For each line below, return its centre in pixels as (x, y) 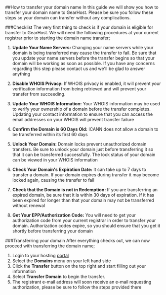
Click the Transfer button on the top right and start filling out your (79, 266)
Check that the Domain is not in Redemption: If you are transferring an (85, 190)
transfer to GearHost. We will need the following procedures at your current (82, 33)
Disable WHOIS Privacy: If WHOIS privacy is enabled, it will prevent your (86, 83)
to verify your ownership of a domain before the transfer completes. (81, 109)
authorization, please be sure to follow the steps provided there (77, 287)
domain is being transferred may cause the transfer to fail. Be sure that (84, 53)
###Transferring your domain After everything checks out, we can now (78, 241)
